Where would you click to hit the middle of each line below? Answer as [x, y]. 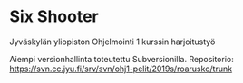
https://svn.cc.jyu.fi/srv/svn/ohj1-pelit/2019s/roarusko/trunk [121, 69]
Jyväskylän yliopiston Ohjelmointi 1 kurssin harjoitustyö [112, 41]
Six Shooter [54, 17]
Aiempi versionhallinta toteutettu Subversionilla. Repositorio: [121, 59]
